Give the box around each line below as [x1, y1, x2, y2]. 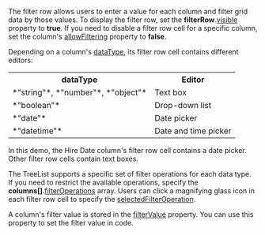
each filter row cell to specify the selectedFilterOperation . [8, 195, 196, 203]
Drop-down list [153, 100, 212, 110]
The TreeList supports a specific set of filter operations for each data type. [8, 170, 252, 178]
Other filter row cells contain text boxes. [8, 154, 138, 163]
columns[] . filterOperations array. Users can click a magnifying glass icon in [8, 186, 256, 196]
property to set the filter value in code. [8, 218, 134, 227]
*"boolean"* [12, 100, 61, 110]
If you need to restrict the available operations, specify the [8, 177, 199, 187]
